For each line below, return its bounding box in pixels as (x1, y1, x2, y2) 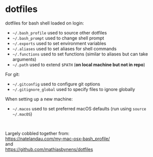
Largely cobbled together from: (5, 130, 70, 136)
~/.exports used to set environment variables (12, 40, 106, 46)
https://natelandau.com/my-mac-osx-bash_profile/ (5, 135, 110, 141)
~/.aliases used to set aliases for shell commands (12, 45, 116, 51)
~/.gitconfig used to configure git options (12, 81, 100, 87)
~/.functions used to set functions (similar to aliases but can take (12, 51, 148, 57)
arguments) (12, 56, 36, 62)
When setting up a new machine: (5, 96, 73, 102)
